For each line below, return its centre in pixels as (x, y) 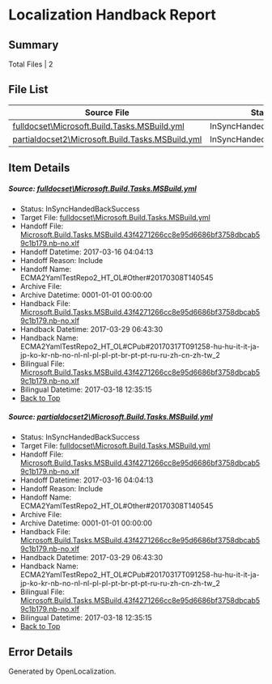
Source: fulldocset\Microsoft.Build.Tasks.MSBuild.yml (102, 189)
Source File (107, 113)
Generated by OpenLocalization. (62, 671)
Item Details (39, 168)
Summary (34, 45)
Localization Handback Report (113, 15)
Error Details (40, 652)
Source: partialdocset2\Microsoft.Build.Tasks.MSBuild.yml (110, 416)
